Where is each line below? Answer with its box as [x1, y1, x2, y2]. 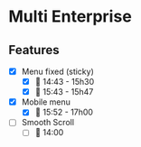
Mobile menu [21, 96, 71, 107]
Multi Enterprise [8, 6, 132, 27]
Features [8, 42, 60, 58]
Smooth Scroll [21, 117, 74, 128]
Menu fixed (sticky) [21, 66, 94, 77]
